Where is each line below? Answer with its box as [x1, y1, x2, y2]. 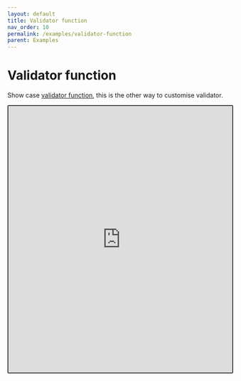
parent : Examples [7, 37, 59, 44]
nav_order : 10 [7, 23, 50, 31]
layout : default [7, 10, 55, 18]
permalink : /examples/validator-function [7, 30, 132, 38]
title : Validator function [7, 17, 87, 24]
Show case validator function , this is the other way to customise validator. [7, 91, 223, 100]
